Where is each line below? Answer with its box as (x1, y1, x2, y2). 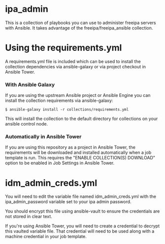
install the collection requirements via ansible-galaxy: (5, 97, 113, 104)
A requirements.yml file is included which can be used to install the (5, 58, 141, 64)
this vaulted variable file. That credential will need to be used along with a (5, 228, 155, 234)
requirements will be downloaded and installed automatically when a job (5, 150, 152, 155)
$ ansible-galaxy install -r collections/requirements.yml (5, 107, 129, 112)
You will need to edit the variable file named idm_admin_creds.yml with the (5, 193, 157, 200)
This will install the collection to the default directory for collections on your (5, 116, 158, 122)
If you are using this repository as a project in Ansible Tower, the (5, 144, 135, 151)
